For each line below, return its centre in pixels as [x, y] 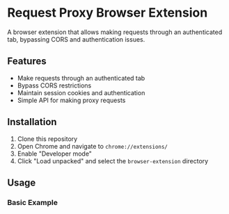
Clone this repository [47, 139]
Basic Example [32, 202]
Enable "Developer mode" [55, 154]
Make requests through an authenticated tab [81, 78]
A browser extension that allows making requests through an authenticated [115, 32]
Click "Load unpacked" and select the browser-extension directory [113, 160]
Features [27, 61]
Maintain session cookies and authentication [81, 92]
